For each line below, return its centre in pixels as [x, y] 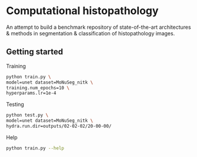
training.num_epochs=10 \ [38, 88]
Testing [15, 105]
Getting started [35, 52]
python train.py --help [35, 148]
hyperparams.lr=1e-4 [31, 93]
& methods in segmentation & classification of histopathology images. [91, 33]
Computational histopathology [82, 11]
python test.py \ [27, 115]
